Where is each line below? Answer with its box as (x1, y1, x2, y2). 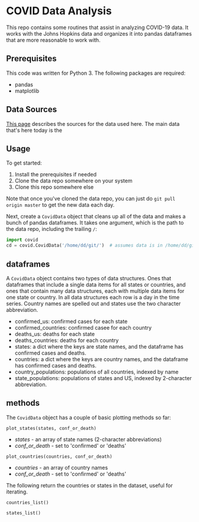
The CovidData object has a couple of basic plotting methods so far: (6, 414, 171, 421)
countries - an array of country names (14, 464, 108, 471)
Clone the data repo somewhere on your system (14, 177, 133, 185)
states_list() (6, 510, 41, 516)
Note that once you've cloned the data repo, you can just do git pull (6, 195, 176, 203)
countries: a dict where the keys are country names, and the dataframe (14, 355, 188, 363)
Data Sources (6, 105, 57, 115)
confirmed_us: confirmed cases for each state (14, 318, 128, 325)
